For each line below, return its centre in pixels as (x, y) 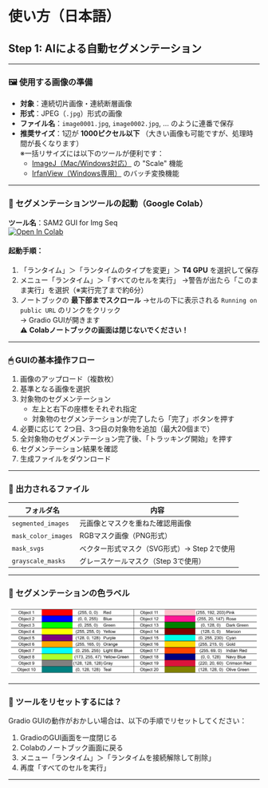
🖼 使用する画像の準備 (51, 82)
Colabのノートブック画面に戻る (71, 748)
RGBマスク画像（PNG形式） (126, 536)
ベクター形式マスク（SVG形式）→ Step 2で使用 (157, 548)
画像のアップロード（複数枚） (69, 379)
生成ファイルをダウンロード (65, 459)
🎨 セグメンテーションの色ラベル (69, 593)
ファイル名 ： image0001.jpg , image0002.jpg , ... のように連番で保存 (126, 124)
